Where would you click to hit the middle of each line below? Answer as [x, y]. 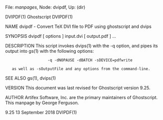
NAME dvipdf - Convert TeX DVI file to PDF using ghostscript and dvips [79, 26]
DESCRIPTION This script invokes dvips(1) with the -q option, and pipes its [81, 46]
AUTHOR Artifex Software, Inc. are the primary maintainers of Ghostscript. [81, 97]
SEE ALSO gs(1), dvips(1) [31, 78]
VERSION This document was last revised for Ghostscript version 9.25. [78, 88]
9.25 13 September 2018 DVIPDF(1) [41, 112]
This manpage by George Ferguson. [42, 103]
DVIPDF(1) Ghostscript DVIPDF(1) [39, 17]
